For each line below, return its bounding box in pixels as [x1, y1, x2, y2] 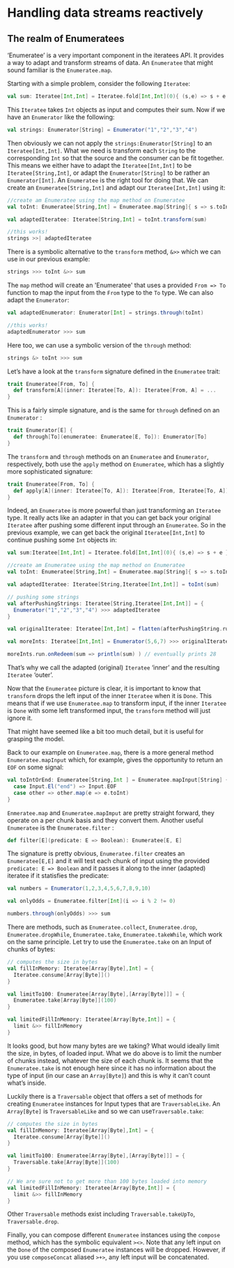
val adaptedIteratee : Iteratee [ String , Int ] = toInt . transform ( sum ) [7, 216, 208, 223]
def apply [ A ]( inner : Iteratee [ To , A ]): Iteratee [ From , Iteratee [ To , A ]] [13, 487, 229, 494]
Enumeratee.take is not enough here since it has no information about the [7, 1064, 217, 1072]
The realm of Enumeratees [7, 33, 125, 45]
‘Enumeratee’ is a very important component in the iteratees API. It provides [7, 51, 224, 59]
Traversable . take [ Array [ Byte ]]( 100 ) [13, 1159, 120, 1166]
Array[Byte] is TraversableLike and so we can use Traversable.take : [7, 1106, 204, 1115]
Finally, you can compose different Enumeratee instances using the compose [7, 1231, 221, 1239]
